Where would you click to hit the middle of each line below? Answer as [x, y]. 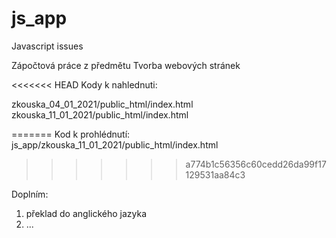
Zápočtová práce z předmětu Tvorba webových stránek [126, 65]
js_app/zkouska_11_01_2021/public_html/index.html [115, 144]
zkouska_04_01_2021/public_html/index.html [102, 104]
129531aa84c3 [215, 174]
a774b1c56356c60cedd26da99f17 [256, 164]
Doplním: [30, 194]
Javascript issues [47, 46]
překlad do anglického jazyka [86, 213]
